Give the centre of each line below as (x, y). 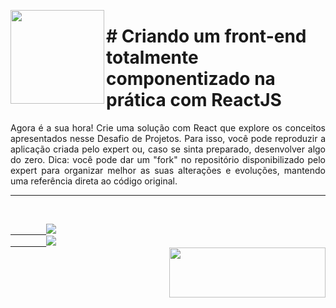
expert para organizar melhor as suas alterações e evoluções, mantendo (168, 170)
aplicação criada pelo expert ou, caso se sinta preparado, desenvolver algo (168, 149)
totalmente (152, 57)
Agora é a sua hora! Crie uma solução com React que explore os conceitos (168, 127)
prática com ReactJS (194, 100)
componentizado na (191, 79)
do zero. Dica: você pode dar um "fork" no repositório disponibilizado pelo (168, 159)
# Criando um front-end (206, 36)
